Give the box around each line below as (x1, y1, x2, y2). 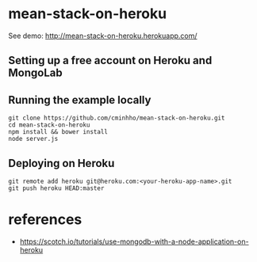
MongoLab (8, 66, 63, 80)
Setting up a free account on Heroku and (8, 54, 213, 67)
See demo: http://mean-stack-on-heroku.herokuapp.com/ (8, 31, 198, 40)
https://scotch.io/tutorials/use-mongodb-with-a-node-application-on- (19, 237, 249, 246)
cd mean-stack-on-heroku (8, 121, 90, 129)
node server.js (8, 135, 59, 143)
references (8, 211, 82, 229)
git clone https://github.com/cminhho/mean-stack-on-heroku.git (8, 114, 225, 123)
